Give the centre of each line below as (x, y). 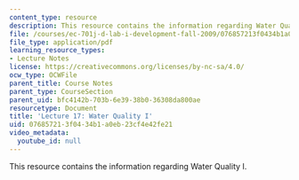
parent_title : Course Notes (61, 83)
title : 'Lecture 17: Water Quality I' (81, 116)
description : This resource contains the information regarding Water (143, 26)
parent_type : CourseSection (61, 91)
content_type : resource (53, 17)
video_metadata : (39, 133)
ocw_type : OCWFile (43, 75)
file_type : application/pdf (61, 42)
